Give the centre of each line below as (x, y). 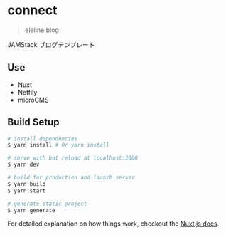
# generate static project (47, 204)
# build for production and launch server (71, 178)
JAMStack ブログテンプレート (51, 44)
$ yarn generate (31, 210)
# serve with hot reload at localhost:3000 (73, 158)
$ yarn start (27, 191)
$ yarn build (27, 184)
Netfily (27, 92)
